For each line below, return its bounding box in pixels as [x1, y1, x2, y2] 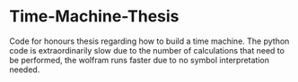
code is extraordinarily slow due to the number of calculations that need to [9, 45, 285, 55]
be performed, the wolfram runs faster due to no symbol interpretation [9, 54, 269, 65]
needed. [9, 64, 40, 75]
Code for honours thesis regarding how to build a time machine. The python [9, 36, 290, 46]
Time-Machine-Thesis [9, 6, 180, 27]
